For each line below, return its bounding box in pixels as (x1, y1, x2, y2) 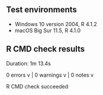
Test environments (6, 5, 77, 15)
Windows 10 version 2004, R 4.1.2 (14, 20, 97, 27)
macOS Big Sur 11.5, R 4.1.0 (14, 27, 81, 34)
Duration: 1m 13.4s (6, 59, 51, 67)
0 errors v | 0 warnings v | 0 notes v (6, 71, 94, 78)
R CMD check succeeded (6, 83, 69, 90)
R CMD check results (6, 44, 85, 54)
